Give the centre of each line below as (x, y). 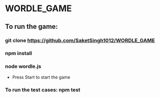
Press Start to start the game (41, 77)
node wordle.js (23, 66)
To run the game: (32, 27)
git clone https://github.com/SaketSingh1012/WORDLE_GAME (80, 40)
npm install (19, 53)
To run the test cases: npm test (43, 90)
